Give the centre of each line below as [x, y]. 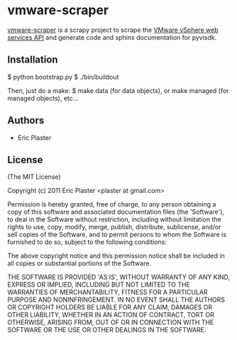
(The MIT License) [34, 177]
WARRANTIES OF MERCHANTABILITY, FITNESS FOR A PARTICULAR [108, 292]
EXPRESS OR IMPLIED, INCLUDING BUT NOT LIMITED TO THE [99, 285]
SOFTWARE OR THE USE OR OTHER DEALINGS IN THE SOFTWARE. [107, 330]
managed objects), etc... [43, 98]
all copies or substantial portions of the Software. [79, 263]
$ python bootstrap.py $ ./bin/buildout [63, 77]
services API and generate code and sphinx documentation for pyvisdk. [112, 37]
